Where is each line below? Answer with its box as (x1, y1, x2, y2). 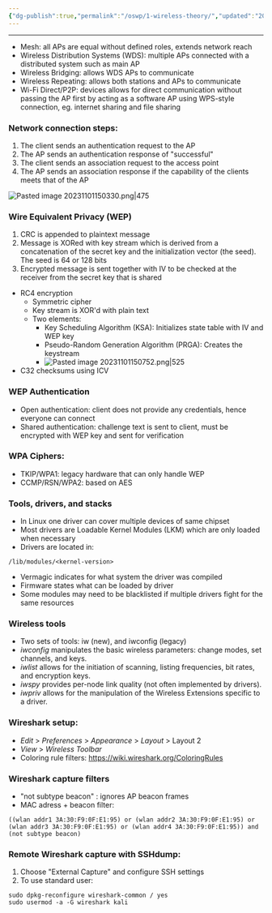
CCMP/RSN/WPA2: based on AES (19, 478, 133, 487)
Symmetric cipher (32, 297, 92, 306)
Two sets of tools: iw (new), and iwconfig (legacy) (19, 637, 187, 646)
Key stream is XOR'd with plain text (32, 306, 150, 315)
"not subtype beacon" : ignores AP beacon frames (19, 791, 189, 801)
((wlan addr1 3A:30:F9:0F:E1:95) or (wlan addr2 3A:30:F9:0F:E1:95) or (8, 816, 255, 824)
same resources (19, 598, 74, 608)
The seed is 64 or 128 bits (19, 255, 108, 265)
